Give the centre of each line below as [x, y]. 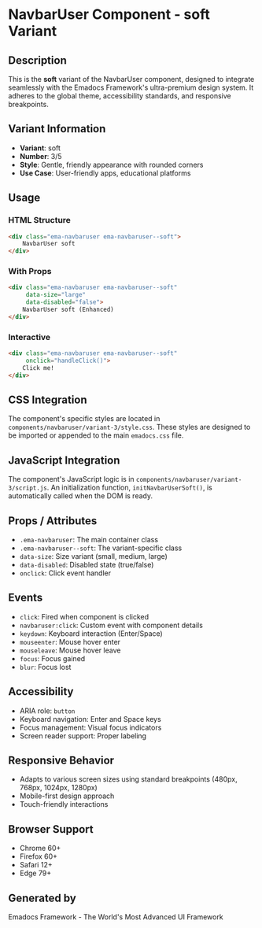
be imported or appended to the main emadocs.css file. [96, 435]
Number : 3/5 [41, 156]
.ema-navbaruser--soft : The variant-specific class [101, 548]
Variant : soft [40, 148]
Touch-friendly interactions [64, 804]
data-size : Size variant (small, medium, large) [93, 556]
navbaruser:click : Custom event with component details [111, 625]
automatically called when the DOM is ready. [81, 496]
